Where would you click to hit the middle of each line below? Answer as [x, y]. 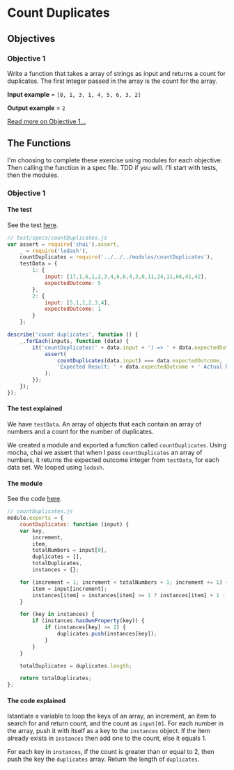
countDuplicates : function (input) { [75, 524]
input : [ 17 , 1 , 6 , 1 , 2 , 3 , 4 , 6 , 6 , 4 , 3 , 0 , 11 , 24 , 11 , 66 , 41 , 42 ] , [126, 277]
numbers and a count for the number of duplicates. [80, 432]
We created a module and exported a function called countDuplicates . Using [117, 445]
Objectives [31, 39]
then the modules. [33, 175]
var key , [32, 531]
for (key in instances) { [57, 615]
